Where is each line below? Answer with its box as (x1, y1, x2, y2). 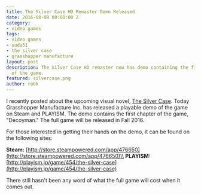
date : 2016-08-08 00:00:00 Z (6, 14, 79, 20)
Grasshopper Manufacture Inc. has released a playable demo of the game (6, 104, 188, 111)
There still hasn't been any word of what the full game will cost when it (6, 177, 181, 184)
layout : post (6, 59, 39, 65)
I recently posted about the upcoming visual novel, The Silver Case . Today (6, 97, 190, 105)
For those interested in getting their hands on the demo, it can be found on (6, 128, 190, 135)
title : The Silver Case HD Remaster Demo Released (6, 8, 135, 15)
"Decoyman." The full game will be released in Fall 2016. (6, 117, 145, 123)
